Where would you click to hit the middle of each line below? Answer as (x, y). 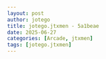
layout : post (26, 13)
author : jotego (29, 20)
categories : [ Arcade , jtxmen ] (50, 39)
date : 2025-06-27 (32, 32)
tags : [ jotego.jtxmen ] (39, 45)
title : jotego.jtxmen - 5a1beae (53, 26)
